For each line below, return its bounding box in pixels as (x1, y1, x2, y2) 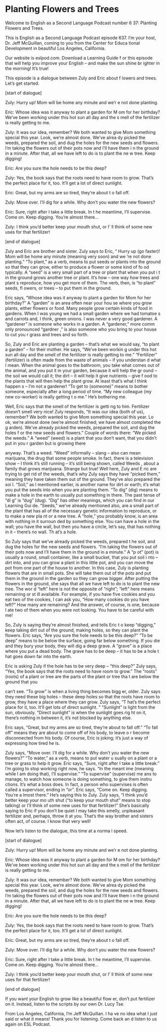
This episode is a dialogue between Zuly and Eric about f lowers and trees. (5, 75, 157, 81)
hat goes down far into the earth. (5, 653, 72, 659)
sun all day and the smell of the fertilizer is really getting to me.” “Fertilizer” (5, 351, 158, 357)
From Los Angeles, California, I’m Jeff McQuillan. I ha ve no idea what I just (5, 1010, 158, 1017)
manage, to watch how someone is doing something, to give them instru (5, 776, 152, 782)
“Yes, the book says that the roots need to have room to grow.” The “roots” (5, 668, 157, 674)
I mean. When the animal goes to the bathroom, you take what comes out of (5, 362, 160, 368)
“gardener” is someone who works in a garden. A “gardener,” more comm (5, 321, 155, 327)
